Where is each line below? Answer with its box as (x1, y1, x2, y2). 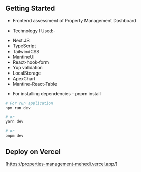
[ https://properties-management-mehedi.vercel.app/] (5, 161, 118, 167)
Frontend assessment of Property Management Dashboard (12, 17, 136, 23)
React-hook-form (12, 59, 49, 65)
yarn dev (5, 119, 24, 125)
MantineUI (12, 54, 35, 60)
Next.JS (12, 37, 30, 43)
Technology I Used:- (12, 28, 56, 34)
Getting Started (5, 4, 55, 13)
